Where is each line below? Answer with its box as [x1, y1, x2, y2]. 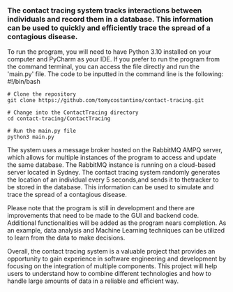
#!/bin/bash [7, 78, 40, 86]
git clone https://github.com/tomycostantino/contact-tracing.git [7, 97, 204, 104]
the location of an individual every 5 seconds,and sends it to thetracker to [7, 175, 219, 184]
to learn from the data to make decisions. [7, 233, 126, 242]
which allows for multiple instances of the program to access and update [7, 153, 217, 162]
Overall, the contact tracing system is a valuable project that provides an [7, 247, 216, 256]
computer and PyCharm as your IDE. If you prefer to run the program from [7, 55, 220, 64]
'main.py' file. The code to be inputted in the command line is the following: [7, 70, 224, 78]
